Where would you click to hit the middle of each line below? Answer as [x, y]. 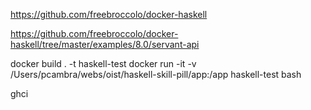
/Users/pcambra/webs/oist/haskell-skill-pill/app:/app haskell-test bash [156, 74]
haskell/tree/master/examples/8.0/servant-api [105, 44]
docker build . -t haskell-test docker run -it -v [103, 63]
